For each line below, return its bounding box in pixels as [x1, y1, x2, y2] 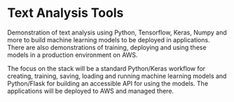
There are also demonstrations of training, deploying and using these [7, 43, 207, 51]
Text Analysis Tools [7, 5, 124, 21]
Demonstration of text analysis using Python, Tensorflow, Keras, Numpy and [7, 28, 228, 37]
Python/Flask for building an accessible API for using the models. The [7, 79, 209, 87]
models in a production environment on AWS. [7, 51, 138, 59]
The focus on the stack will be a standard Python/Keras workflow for [7, 64, 205, 72]
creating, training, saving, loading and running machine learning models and [7, 72, 227, 80]
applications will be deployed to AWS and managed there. [7, 87, 174, 95]
